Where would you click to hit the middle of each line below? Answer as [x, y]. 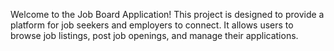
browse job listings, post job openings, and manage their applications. [154, 35]
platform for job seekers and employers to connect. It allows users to [152, 25]
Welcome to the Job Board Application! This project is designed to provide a [167, 14]
